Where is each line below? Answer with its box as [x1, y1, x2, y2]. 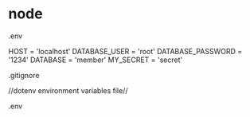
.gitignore [8, 70, 40, 80]
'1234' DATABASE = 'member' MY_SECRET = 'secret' [8, 55, 183, 64]
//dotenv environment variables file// [8, 85, 128, 96]
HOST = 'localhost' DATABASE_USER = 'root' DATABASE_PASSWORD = [8, 46, 243, 56]
